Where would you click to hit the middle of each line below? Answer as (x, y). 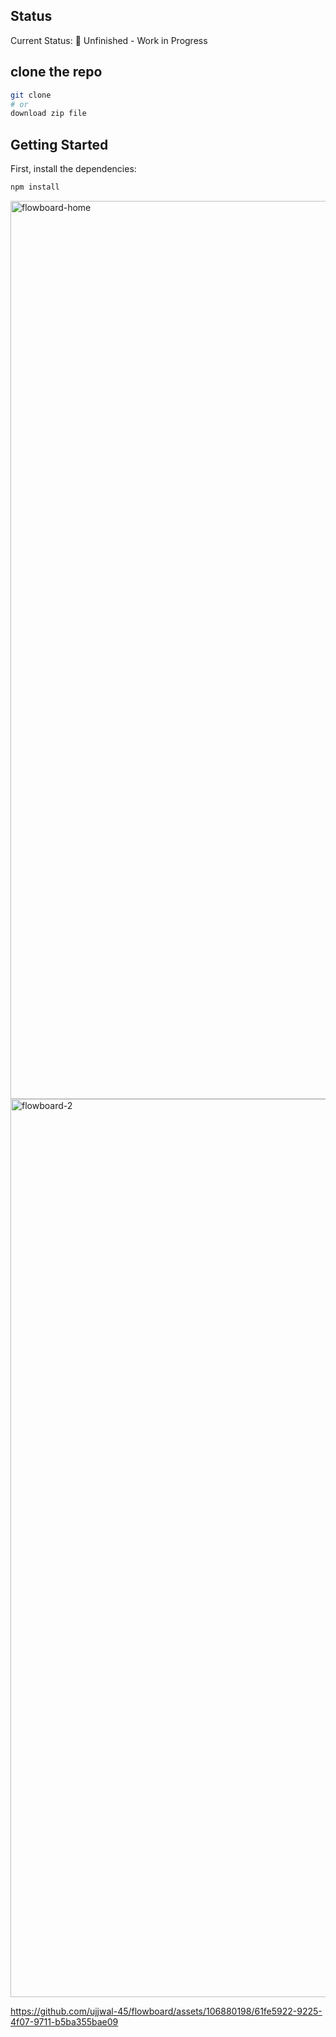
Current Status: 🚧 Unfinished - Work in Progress (109, 40)
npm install (35, 187)
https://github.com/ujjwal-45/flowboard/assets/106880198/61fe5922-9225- (166, 2011)
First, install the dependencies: (73, 169)
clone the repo (56, 72)
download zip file (48, 114)
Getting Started (59, 144)
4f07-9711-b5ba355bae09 (64, 2021)
